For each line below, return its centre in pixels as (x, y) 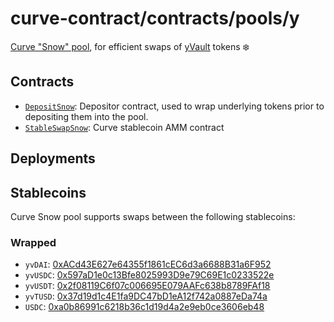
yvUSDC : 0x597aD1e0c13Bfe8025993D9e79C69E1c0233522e (149, 275)
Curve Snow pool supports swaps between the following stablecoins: (153, 216)
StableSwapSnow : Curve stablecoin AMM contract (124, 127)
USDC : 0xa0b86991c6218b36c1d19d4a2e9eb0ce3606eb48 (144, 307)
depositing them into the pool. (86, 116)
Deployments (53, 158)
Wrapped (33, 242)
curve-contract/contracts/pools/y (155, 18)
